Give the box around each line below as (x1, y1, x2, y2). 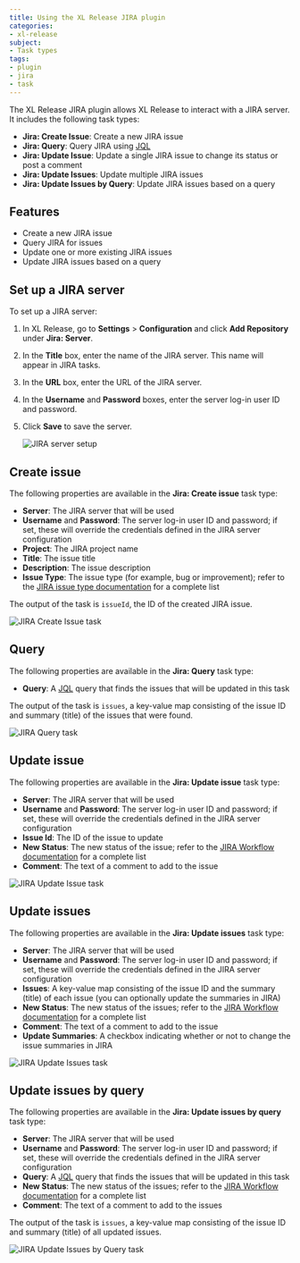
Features (9, 205, 60, 220)
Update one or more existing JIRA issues (21, 247, 172, 257)
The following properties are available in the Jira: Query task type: (9, 665, 254, 676)
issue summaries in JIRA (21, 1040, 113, 1050)
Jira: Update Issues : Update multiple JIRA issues (21, 169, 204, 180)
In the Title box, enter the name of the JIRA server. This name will (21, 350, 264, 361)
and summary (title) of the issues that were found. (9, 710, 194, 720)
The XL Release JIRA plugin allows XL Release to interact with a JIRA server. (9, 104, 290, 114)
